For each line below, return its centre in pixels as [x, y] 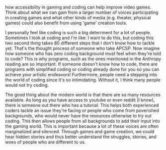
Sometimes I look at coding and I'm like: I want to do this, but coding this [79, 38]
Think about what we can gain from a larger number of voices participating [82, 12]
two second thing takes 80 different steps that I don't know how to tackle [80, 43]
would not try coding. [27, 85]
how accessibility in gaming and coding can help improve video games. [78, 7]
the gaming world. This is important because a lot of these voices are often [82, 126]
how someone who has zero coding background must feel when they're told [83, 53]
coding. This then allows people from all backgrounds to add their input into [83, 121]
